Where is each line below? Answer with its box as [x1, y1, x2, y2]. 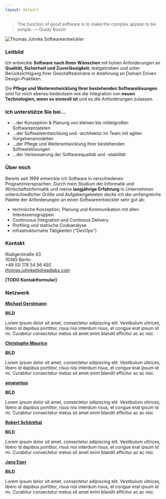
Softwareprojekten [12, 125, 51, 131]
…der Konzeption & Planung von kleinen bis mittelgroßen [12, 120, 129, 126]
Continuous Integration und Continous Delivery [12, 217, 109, 223]
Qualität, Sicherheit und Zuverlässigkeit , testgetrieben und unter [5, 65, 140, 71]
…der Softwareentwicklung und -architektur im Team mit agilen [12, 130, 142, 136]
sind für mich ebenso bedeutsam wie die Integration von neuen [5, 90, 135, 96]
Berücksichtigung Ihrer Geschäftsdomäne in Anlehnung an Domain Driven [5, 70, 157, 76]
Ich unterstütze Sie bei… [5, 108, 66, 115]
